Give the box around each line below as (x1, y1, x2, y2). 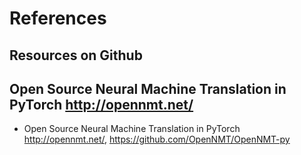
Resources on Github (9, 47, 143, 64)
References (9, 7, 107, 30)
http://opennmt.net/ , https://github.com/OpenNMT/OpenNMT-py (23, 133, 291, 146)
